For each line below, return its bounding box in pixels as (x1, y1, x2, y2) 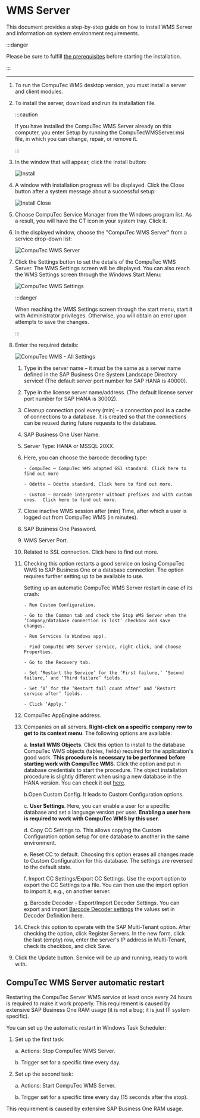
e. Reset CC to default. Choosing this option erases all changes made (23, 851, 194, 858)
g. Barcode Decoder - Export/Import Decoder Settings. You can (23, 899, 180, 906)
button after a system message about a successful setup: (14, 187, 156, 194)
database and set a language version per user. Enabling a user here (23, 808, 191, 816)
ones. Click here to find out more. (23, 496, 118, 503)
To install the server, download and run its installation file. (14, 99, 156, 106)
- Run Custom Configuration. (23, 602, 96, 608)
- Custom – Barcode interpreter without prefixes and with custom (23, 492, 192, 498)
